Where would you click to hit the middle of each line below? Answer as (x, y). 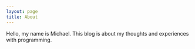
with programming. (29, 40)
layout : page (22, 11)
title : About (22, 17)
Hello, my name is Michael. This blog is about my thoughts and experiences (97, 33)
